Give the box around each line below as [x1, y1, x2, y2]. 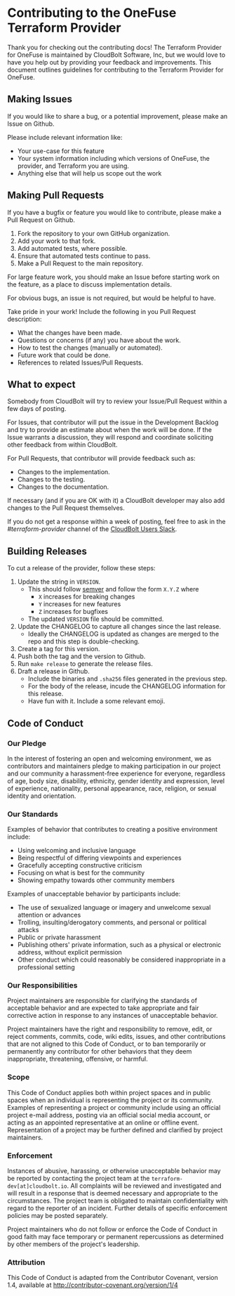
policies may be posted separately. [7, 1212, 109, 1220]
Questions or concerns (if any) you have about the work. [17, 336, 181, 344]
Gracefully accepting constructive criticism [17, 861, 142, 870]
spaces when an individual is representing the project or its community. [7, 1096, 214, 1104]
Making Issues [7, 93, 72, 105]
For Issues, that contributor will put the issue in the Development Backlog [7, 418, 219, 426]
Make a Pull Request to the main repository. [17, 258, 144, 268]
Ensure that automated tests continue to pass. [17, 251, 151, 260]
